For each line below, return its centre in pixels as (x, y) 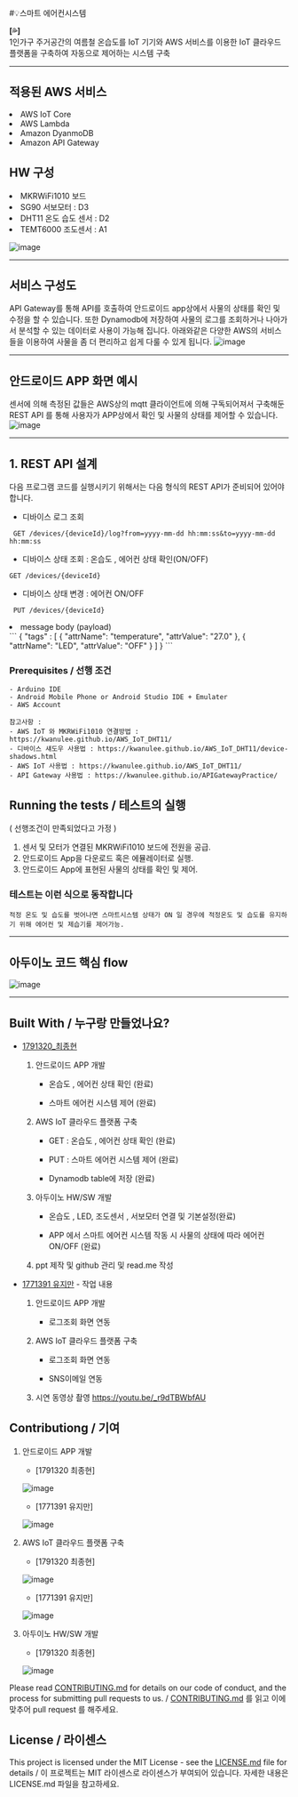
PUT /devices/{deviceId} (59, 611)
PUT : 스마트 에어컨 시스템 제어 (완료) (114, 1160)
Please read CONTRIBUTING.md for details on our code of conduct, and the (148, 1688)
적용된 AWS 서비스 (58, 92)
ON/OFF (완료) (74, 1246)
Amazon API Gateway (60, 142)
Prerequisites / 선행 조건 (61, 670)
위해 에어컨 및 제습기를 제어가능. (72, 925)
